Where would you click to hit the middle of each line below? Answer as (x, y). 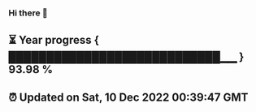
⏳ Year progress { (54, 40)
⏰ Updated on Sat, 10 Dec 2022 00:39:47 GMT (128, 97)
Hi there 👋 (28, 13)
